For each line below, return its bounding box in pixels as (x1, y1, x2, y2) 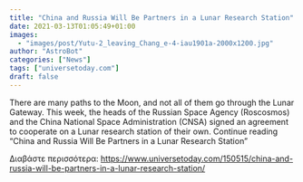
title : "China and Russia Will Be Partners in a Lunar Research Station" (9, 13, 295, 23)
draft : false (9, 72, 59, 81)
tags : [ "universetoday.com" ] (9, 64, 120, 73)
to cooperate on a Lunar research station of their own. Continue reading (9, 126, 279, 137)
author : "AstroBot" (9, 47, 83, 56)
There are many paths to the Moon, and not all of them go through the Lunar (9, 97, 295, 108)
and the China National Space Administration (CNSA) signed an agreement (9, 116, 288, 127)
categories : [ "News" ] (9, 55, 92, 64)
